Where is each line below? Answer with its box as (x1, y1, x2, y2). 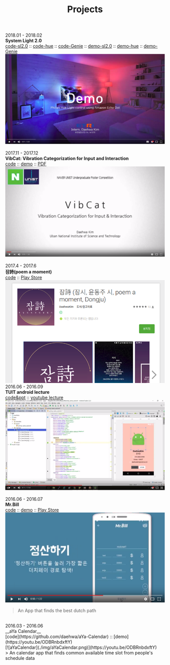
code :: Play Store (5, 274, 42, 280)
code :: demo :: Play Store (5, 507, 59, 513)
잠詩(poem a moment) (5, 268, 52, 275)
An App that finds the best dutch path (17, 607, 96, 613)
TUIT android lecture (5, 389, 50, 395)
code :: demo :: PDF (5, 161, 47, 167)
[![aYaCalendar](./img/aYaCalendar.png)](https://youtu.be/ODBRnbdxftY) (5, 644, 157, 650)
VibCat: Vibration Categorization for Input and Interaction (5, 155, 129, 162)
